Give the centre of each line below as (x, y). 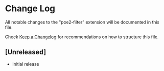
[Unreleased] (26, 52)
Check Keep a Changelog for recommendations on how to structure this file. (82, 37)
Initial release (25, 64)
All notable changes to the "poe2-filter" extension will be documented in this (82, 22)
